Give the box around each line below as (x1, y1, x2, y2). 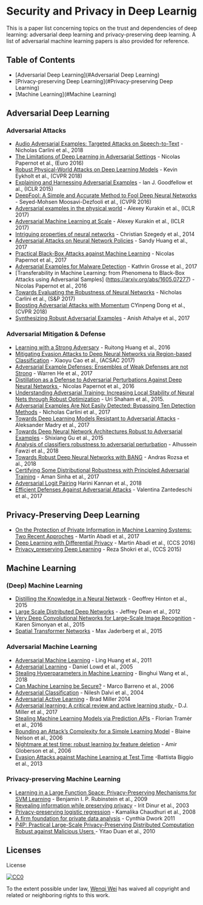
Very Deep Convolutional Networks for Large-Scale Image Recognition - (15, 614, 196, 622)
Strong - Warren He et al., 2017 (15, 369, 93, 376)
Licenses (6, 845, 41, 856)
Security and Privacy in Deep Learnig (6, 4, 197, 18)
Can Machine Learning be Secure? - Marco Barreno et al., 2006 (15, 682, 175, 690)
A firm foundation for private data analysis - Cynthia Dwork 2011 (15, 814, 176, 822)
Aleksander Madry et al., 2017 (15, 421, 90, 428)
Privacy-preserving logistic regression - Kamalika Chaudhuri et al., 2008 (15, 808, 196, 816)
